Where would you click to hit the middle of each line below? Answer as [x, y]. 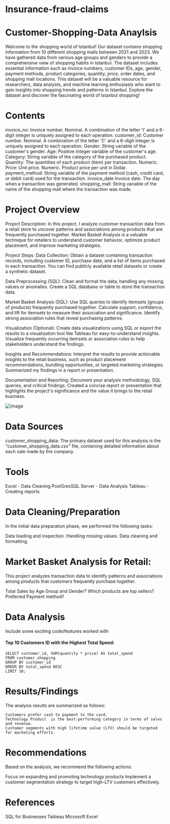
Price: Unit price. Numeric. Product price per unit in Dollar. [66, 168]
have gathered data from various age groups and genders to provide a [79, 57]
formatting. [17, 541]
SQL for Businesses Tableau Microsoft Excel [52, 816]
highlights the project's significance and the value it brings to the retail [79, 391]
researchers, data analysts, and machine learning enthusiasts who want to [83, 84]
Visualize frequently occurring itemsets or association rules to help [75, 339]
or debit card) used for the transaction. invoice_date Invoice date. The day [83, 178]
